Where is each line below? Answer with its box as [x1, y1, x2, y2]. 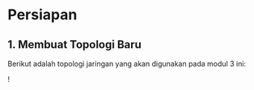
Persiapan [7, 6, 78, 24]
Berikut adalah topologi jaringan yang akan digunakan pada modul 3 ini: [7, 59, 247, 68]
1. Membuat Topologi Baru [7, 38, 142, 51]
